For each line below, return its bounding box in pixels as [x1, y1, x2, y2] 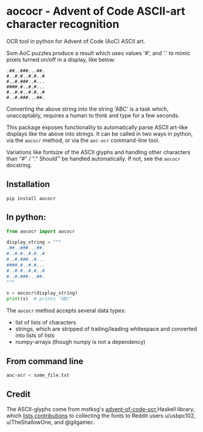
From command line [6, 356, 84, 367]
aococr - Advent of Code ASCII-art [6, 4, 185, 18]
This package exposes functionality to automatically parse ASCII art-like [6, 124, 188, 131]
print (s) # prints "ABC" [6, 296, 72, 302]
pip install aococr [6, 195, 56, 201]
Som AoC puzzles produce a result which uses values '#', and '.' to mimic [6, 49, 191, 56]
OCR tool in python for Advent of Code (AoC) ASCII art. [6, 37, 146, 45]
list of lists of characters [15, 319, 76, 326]
